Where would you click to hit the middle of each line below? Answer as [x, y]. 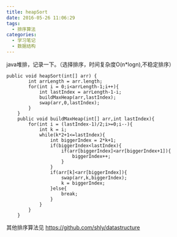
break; [70, 194]
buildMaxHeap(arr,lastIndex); [77, 97]
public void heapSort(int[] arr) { [52, 76]
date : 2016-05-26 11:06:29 [41, 18]
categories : [21, 35]
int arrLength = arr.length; [66, 81]
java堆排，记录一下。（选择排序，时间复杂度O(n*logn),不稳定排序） [90, 64]
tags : [13, 23]
